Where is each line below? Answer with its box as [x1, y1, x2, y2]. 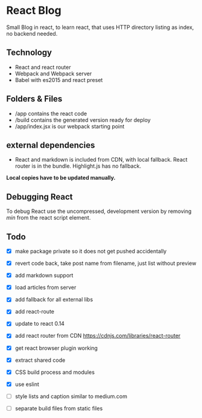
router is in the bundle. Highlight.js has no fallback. [14, 162, 142, 169]
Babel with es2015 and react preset [14, 76, 103, 83]
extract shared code [14, 356, 66, 364]
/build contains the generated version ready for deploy [14, 116, 151, 124]
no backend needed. [6, 30, 58, 37]
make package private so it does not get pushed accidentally [14, 248, 167, 255]
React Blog [6, 4, 62, 17]
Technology [6, 48, 52, 58]
